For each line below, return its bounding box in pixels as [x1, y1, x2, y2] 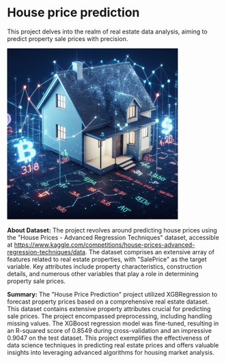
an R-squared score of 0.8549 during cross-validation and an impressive [7, 326, 212, 334]
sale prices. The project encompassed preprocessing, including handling [7, 312, 212, 320]
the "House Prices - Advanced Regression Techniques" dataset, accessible [7, 233, 220, 241]
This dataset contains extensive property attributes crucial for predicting [7, 304, 211, 312]
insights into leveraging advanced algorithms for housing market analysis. [7, 348, 215, 356]
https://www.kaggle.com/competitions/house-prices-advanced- [14, 241, 195, 249]
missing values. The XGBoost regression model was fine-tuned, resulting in [7, 319, 219, 327]
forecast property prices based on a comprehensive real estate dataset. [7, 297, 210, 306]
